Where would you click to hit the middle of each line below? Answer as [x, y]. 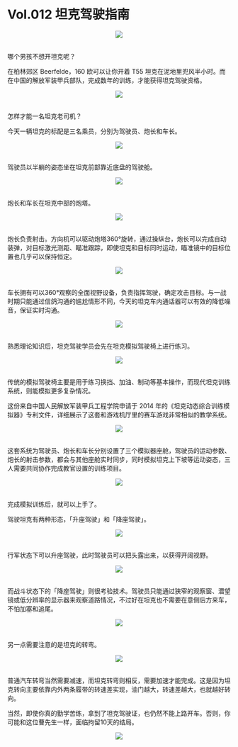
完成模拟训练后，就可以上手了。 [54, 504]
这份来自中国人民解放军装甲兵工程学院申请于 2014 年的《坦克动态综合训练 [115, 405]
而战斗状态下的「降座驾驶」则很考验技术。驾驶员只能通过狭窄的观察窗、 [113, 591]
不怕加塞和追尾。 [32, 608]
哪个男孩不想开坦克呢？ [41, 56]
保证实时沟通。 [41, 310]
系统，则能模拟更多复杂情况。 [51, 391]
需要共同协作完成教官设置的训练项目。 [69, 468]
